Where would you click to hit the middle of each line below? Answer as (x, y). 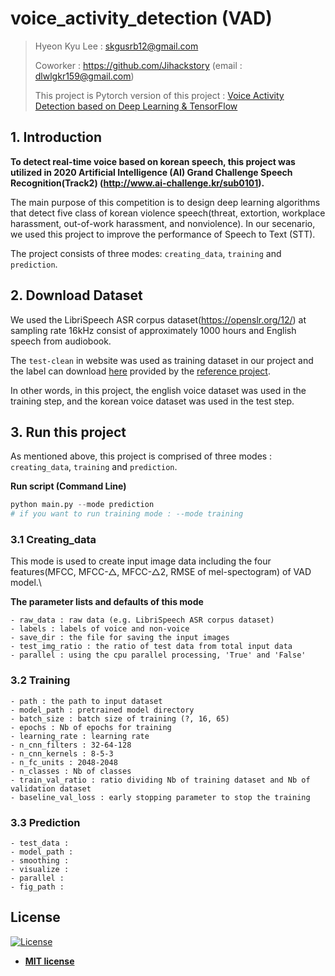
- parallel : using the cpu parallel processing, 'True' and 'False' (158, 655)
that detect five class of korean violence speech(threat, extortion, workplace (168, 213)
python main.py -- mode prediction (82, 505)
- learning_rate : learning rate (80, 736)
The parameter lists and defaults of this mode (107, 602)
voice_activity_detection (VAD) (141, 18)
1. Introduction (56, 137)
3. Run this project (68, 432)
